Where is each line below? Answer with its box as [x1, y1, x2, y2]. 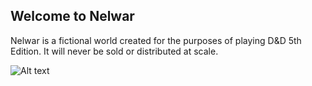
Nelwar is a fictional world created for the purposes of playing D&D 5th [10, 34, 302, 46]
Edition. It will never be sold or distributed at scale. [10, 45, 219, 57]
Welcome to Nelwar [10, 8, 135, 25]
